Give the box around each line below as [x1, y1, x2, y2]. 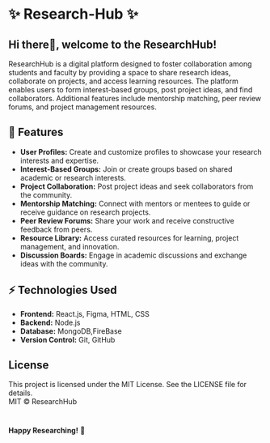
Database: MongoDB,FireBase [19, 326, 123, 336]
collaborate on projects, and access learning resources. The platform [8, 76, 238, 86]
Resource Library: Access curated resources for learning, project [19, 232, 239, 243]
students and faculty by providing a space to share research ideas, [8, 68, 231, 77]
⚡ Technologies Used [8, 283, 117, 297]
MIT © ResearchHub [8, 397, 78, 407]
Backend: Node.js [19, 317, 81, 327]
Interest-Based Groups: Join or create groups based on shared [19, 164, 233, 174]
